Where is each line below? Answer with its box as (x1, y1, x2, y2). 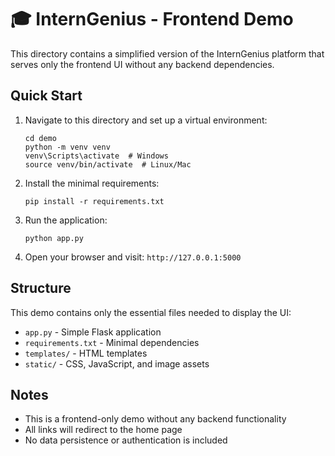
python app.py (24, 233, 84, 243)
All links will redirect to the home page (24, 424, 183, 436)
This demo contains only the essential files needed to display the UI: (10, 306, 292, 318)
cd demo (24, 133, 57, 143)
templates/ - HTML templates (24, 347, 148, 359)
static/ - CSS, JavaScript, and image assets (24, 357, 210, 370)
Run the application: (24, 214, 108, 226)
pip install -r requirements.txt (24, 196, 165, 206)
